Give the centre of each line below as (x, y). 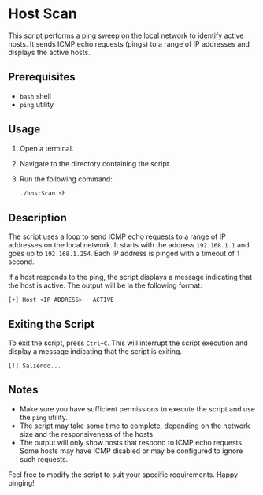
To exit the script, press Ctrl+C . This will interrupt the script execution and (128, 343)
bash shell (35, 96)
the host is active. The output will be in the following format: (105, 285)
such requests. (44, 459)
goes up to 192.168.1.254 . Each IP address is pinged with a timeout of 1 (124, 254)
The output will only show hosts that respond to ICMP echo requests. (131, 442)
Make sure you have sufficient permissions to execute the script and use (137, 409)
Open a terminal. (46, 148)
